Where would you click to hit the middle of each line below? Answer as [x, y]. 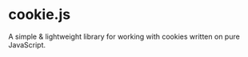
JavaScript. [27, 44]
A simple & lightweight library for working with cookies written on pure [124, 36]
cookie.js [39, 15]
